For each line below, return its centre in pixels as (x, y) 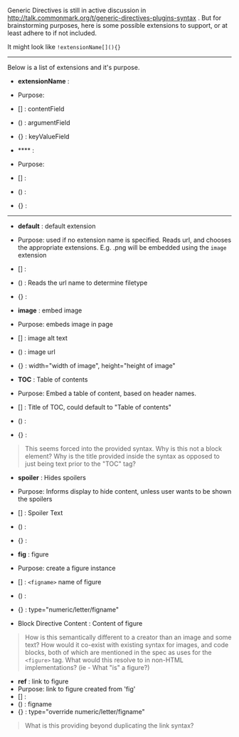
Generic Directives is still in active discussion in (77, 10)
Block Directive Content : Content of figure (80, 623)
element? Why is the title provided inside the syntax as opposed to (122, 456)
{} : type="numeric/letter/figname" (68, 610)
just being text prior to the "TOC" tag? (80, 464)
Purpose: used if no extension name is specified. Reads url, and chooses (124, 240)
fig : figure (33, 554)
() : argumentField (44, 123)
